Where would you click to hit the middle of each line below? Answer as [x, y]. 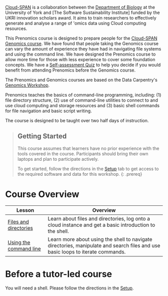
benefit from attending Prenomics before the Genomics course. [70, 70]
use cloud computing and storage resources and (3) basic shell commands [82, 105]
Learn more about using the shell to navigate [100, 239]
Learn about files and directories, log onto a [99, 218]
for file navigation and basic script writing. [48, 111]
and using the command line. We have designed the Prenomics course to [80, 54]
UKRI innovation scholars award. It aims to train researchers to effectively [81, 18]
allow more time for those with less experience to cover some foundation [80, 59]
